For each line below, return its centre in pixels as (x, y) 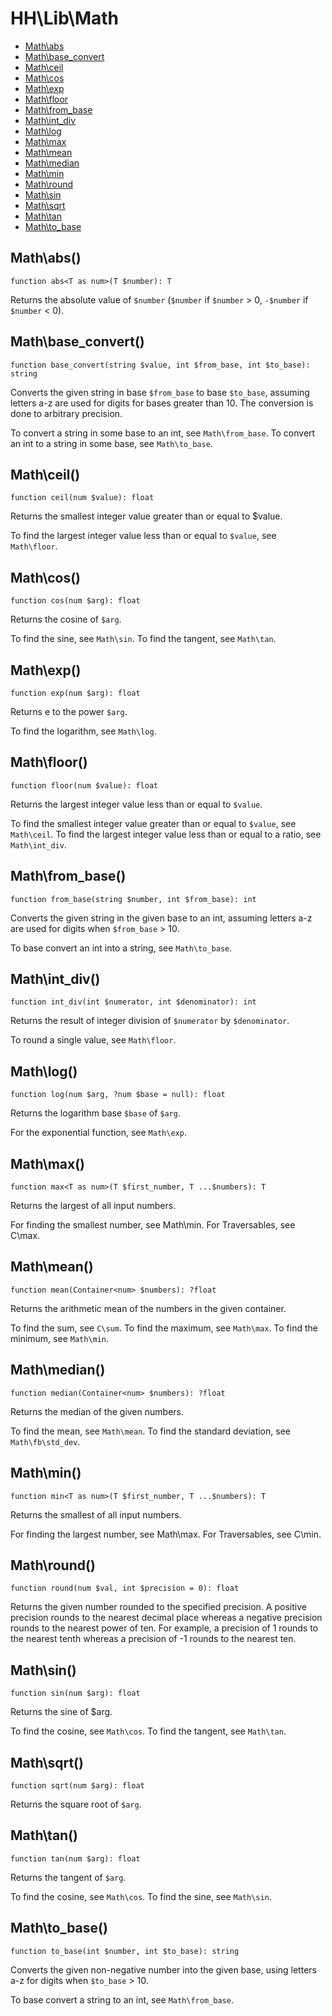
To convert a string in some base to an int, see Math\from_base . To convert (163, 433)
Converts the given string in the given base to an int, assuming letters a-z (161, 918)
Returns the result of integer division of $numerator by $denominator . (150, 1021)
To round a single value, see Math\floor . (93, 1040)
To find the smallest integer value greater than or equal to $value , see (153, 823)
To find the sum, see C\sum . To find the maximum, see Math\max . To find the (164, 1328)
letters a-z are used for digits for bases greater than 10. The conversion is (162, 403)
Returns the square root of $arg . (76, 1804)
